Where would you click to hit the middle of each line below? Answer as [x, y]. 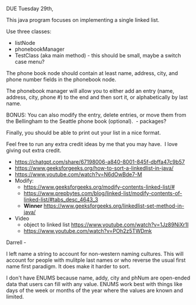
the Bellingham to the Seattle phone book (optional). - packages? [86, 121]
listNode [25, 43]
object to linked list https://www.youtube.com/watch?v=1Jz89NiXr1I [106, 225]
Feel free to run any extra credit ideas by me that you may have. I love [92, 144]
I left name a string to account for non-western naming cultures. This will [95, 254]
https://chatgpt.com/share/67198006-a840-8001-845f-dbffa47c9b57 [100, 162]
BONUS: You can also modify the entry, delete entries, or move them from [96, 115]
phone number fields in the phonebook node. [61, 80]
